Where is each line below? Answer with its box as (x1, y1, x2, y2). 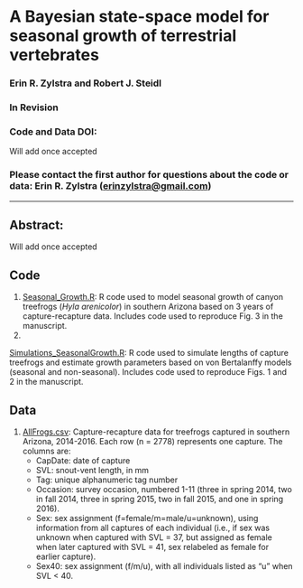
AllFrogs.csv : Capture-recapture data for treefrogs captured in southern (22, 426, 290, 437)
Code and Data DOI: (9, 125, 97, 137)
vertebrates (9, 45, 99, 65)
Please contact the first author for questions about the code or (9, 169, 289, 182)
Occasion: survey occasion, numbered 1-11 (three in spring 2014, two (35, 484, 293, 495)
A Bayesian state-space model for (9, 6, 270, 27)
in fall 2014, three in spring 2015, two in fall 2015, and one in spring (35, 494, 284, 505)
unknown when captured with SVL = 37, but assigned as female (35, 532, 273, 543)
